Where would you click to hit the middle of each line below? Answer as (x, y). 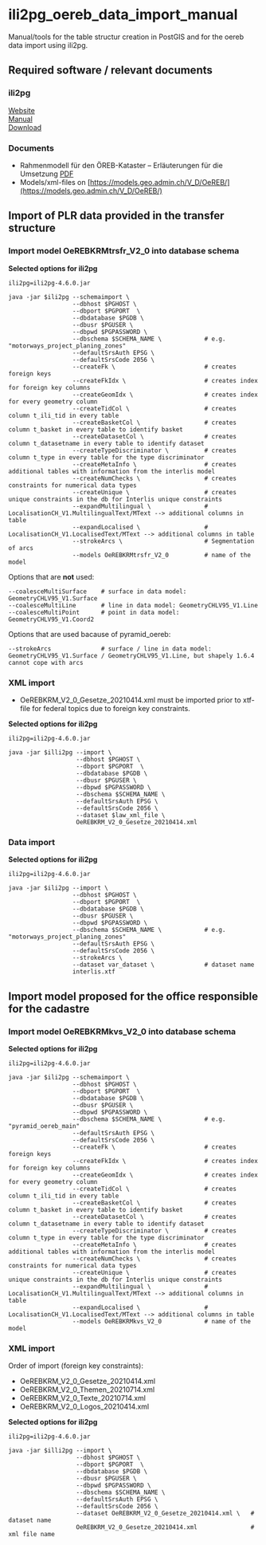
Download (25, 127)
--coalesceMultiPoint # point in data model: (94, 612)
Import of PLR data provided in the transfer (116, 216)
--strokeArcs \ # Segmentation (163, 541)
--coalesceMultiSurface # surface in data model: (98, 592)
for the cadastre (49, 1009)
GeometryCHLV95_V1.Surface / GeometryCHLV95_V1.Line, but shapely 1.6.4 (131, 655)
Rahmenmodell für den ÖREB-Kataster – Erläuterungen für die (121, 165)
